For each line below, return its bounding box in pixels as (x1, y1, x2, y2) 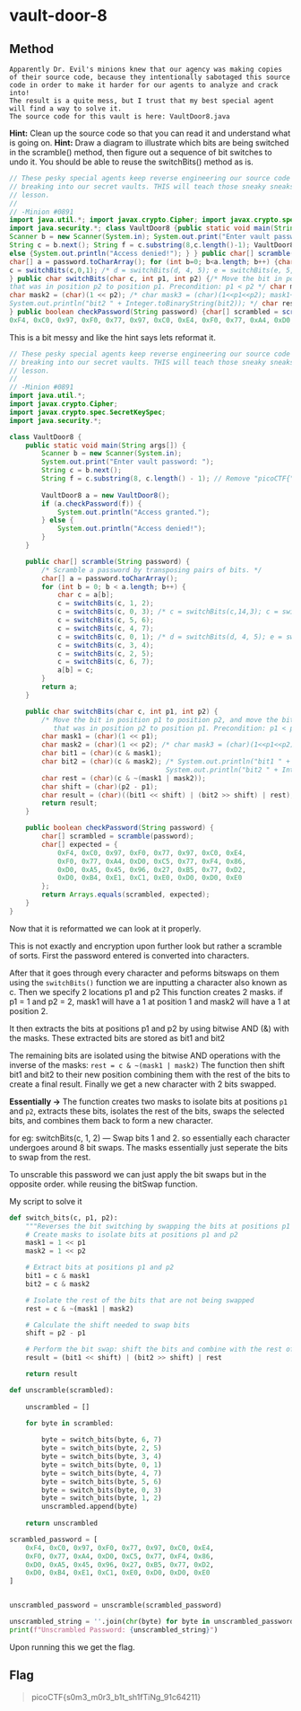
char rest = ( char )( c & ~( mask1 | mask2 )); (41, 773, 206, 782)
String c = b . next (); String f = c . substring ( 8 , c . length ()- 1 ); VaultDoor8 (9, 241, 295, 250)
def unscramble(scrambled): (9, 1385, 115, 1395)
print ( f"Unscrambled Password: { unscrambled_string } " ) (9, 1625, 219, 1635)
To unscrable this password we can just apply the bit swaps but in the (9, 1169, 267, 1179)
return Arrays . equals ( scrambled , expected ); (41, 890, 211, 899)
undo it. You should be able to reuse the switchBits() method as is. (9, 156, 254, 167)
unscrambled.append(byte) (41, 1502, 139, 1512)
